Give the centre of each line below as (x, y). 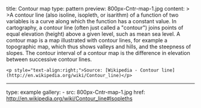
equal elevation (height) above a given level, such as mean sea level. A (93, 34)
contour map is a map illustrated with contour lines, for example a (87, 40)
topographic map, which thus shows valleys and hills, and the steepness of (99, 47)
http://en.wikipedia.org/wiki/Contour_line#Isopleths (69, 98)
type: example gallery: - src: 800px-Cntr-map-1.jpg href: (76, 92)
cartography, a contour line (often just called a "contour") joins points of (95, 27)
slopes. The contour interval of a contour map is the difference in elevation (98, 53)
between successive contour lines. (49, 59)
